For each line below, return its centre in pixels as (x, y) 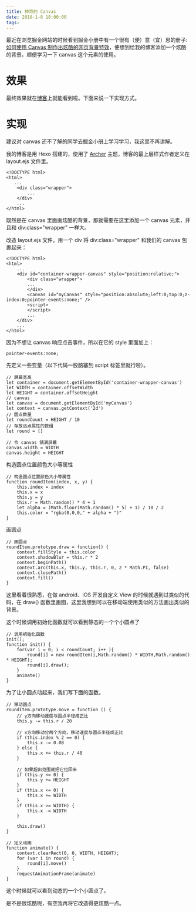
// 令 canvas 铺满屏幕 (32, 443)
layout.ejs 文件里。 (29, 161)
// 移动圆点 (19, 705)
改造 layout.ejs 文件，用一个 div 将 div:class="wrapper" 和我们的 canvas (93, 240)
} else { (27, 748)
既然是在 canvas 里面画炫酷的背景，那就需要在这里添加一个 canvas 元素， (96, 220)
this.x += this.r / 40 (55, 753)
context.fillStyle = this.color (56, 552)
